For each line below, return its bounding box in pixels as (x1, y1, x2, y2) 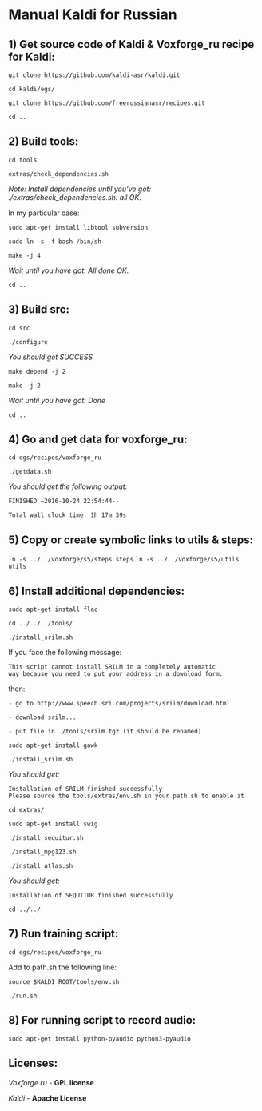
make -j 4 (8, 251, 42, 259)
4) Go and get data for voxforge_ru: (8, 433, 188, 446)
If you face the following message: (8, 648, 122, 657)
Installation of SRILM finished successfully (8, 785, 162, 793)
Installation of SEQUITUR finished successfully (8, 892, 173, 900)
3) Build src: (8, 302, 70, 317)
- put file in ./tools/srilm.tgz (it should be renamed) (8, 728, 202, 736)
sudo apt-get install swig (8, 820, 98, 829)
